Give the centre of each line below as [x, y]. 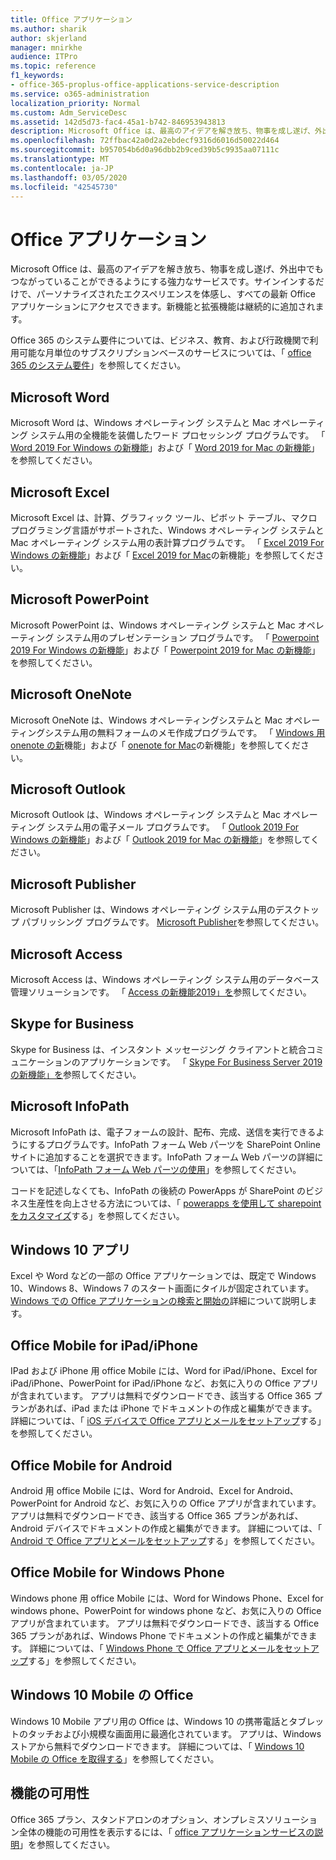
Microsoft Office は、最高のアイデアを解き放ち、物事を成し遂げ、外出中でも [167, 269]
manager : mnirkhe [46, 47]
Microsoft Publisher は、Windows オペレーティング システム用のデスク [156, 910]
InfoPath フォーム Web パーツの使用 [132, 1169]
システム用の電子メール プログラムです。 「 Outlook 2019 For [173, 827]
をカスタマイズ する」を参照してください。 [97, 1215]
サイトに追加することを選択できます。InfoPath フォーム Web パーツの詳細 [162, 1157]
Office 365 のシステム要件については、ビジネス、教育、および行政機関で [160, 340]
